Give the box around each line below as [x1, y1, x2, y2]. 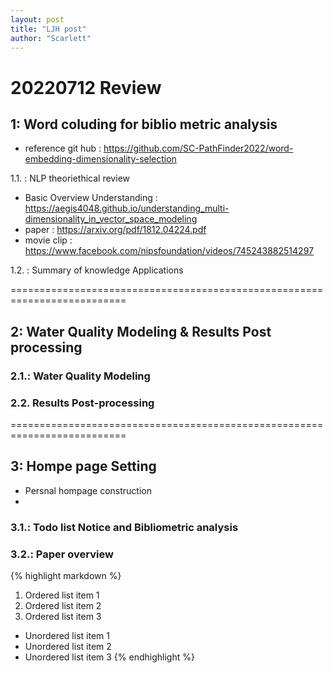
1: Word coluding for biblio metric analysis [10, 116, 278, 133]
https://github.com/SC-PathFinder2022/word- [103, 142, 294, 155]
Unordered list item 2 [24, 641, 112, 653]
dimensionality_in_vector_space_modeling [24, 213, 198, 225]
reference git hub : [24, 142, 102, 155]
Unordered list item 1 [24, 630, 110, 642]
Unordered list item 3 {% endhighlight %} [24, 651, 195, 663]
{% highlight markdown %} [10, 570, 122, 582]
